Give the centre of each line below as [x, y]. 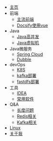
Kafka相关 [27, 122]
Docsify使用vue [32, 25]
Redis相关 [26, 116]
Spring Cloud [30, 54]
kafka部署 [26, 75]
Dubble [24, 59]
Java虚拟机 [28, 43]
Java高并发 [28, 36]
